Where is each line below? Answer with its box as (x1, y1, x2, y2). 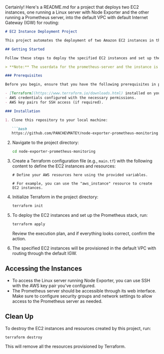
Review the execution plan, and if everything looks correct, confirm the (12, 230, 155, 236)
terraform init (12, 204, 43, 208)
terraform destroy (5, 334, 42, 340)
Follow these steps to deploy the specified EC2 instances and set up (5, 56, 152, 61)
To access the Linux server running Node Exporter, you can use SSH (12, 277, 150, 283)
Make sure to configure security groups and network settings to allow (12, 293, 152, 299)
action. (12, 235, 26, 241)
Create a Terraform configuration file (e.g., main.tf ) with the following (12, 158, 153, 164)
